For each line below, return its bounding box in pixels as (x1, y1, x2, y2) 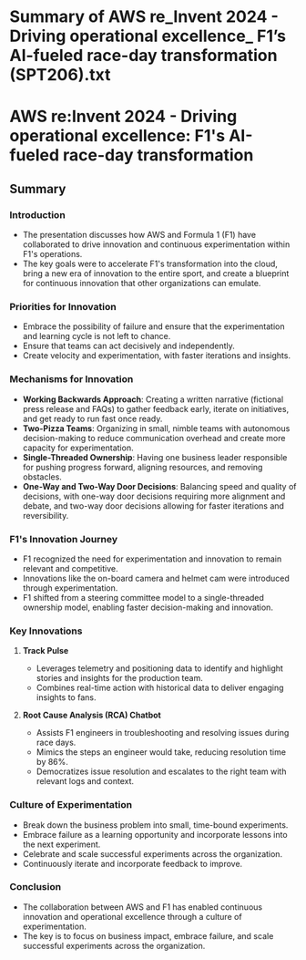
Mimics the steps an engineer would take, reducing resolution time (36, 747, 287, 758)
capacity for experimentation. (22, 442, 134, 453)
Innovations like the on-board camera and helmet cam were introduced (22, 573, 290, 583)
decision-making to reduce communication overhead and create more (22, 432, 286, 443)
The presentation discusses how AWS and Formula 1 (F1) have (22, 230, 257, 241)
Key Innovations (9, 625, 83, 637)
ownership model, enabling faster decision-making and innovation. (22, 602, 273, 613)
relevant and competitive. (22, 563, 118, 573)
